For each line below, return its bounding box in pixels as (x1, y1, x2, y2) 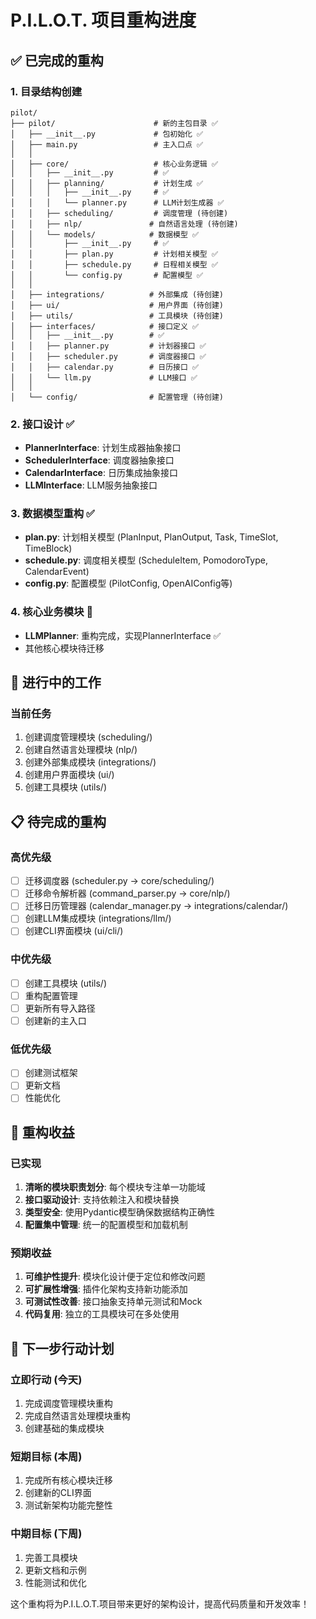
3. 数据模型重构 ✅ (10, 507, 95, 521)
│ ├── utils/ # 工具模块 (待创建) (10, 311, 224, 321)
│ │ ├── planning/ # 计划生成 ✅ (10, 178, 204, 188)
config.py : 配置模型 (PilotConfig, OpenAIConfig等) (24, 577, 233, 590)
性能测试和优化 (24, 1576, 87, 1588)
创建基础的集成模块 (24, 1422, 105, 1435)
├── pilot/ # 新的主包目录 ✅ (10, 118, 218, 128)
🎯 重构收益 (10, 1124, 75, 1141)
